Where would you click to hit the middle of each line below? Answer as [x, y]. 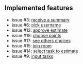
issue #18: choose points [36, 35]
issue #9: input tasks [32, 56]
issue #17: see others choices [41, 41]
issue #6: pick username [36, 25]
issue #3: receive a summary [41, 20]
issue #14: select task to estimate [45, 51]
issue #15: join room [32, 45]
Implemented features [39, 8]
